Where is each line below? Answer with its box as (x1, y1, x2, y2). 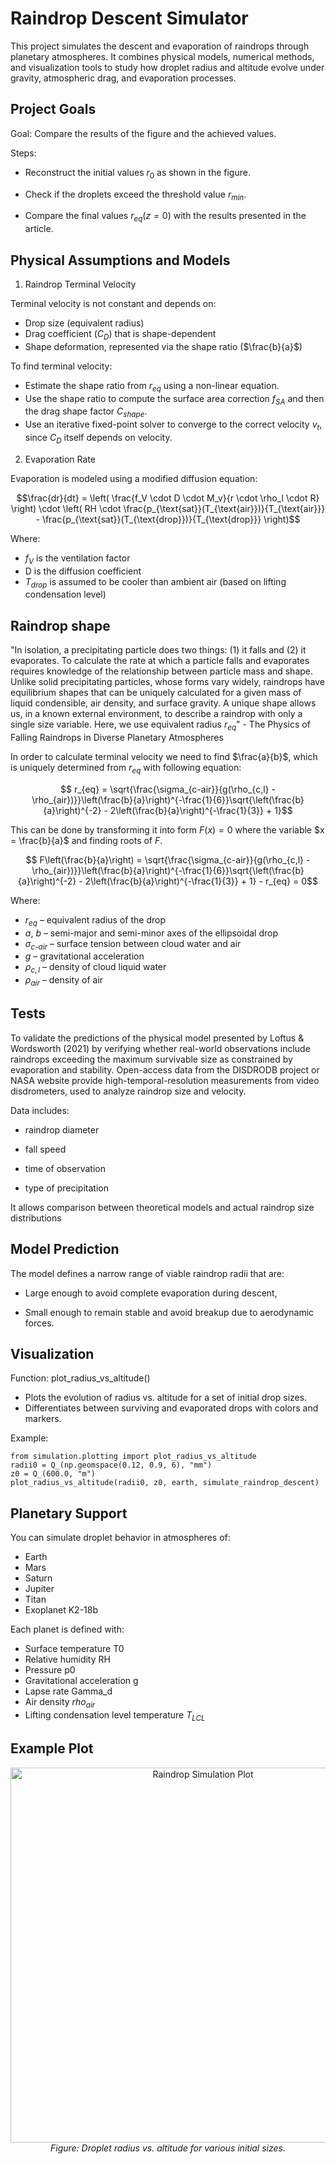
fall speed (24, 1143, 67, 1155)
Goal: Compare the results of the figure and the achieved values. (10, 127, 277, 139)
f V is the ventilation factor (24, 552, 131, 566)
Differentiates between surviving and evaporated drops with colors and (24, 1402, 319, 1414)
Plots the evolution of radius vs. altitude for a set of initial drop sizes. (24, 1392, 308, 1404)
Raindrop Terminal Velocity (24, 278, 137, 290)
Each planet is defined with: (10, 1623, 125, 1636)
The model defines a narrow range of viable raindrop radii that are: (10, 1267, 285, 1279)
